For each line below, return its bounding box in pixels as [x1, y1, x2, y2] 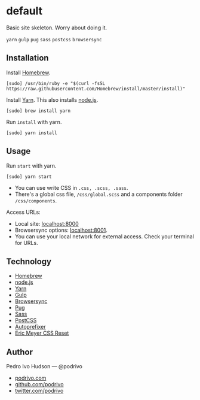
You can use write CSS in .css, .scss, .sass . [14, 184, 128, 191]
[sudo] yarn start [6, 174, 52, 180]
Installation [6, 53, 49, 63]
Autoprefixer [14, 323, 46, 331]
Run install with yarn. [6, 118, 62, 125]
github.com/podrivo [14, 381, 64, 388]
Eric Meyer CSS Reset [14, 329, 69, 337]
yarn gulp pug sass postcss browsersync [6, 37, 102, 43]
